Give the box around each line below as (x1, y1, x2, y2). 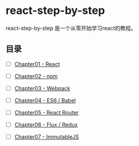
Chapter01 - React (14, 60, 60, 67)
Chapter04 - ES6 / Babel (14, 96, 76, 104)
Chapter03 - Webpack (14, 84, 71, 91)
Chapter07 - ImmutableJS (14, 133, 79, 141)
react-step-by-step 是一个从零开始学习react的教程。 (5, 24, 137, 32)
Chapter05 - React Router (14, 109, 79, 116)
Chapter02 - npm (14, 72, 58, 79)
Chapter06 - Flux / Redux (14, 121, 78, 128)
